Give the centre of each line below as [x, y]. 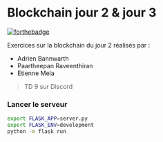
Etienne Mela [36, 73]
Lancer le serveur [37, 104]
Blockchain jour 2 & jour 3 [82, 13]
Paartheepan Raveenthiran [55, 65]
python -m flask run [37, 131]
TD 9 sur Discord [48, 86]
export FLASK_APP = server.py [48, 119]
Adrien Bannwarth [43, 58]
